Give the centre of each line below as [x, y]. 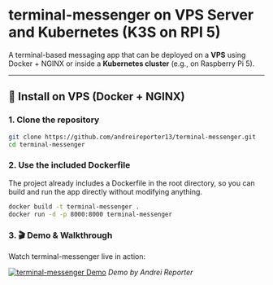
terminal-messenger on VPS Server [131, 15]
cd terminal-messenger [47, 144]
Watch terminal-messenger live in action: [77, 256]
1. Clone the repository [54, 120]
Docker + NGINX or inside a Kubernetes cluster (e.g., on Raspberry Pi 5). [132, 64]
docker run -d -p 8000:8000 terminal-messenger [91, 214]
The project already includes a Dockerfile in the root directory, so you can [132, 183]
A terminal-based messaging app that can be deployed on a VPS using [127, 55]
